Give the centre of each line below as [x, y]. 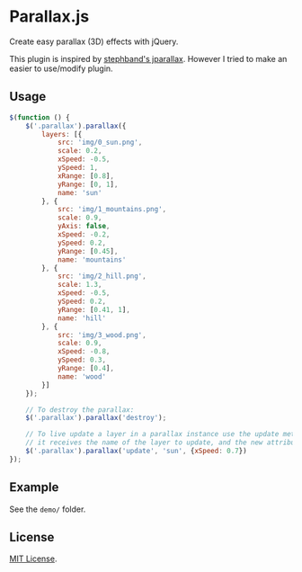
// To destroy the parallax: [80, 410]
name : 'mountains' [92, 259]
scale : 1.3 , [80, 285]
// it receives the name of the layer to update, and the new [144, 442]
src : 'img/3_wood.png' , [102, 335]
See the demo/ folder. [48, 509]
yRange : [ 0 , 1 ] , [88, 184]
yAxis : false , [84, 227]
